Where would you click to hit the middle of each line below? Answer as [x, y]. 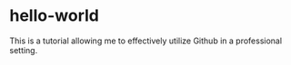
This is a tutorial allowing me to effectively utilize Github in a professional [146, 41]
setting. [24, 50]
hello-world [55, 16]
